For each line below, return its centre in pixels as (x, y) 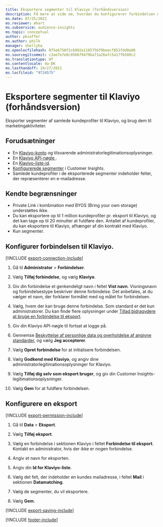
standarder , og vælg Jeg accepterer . (49, 340)
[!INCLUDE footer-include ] (32, 520)
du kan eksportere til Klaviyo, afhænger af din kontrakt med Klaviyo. (80, 226)
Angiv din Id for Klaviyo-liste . (42, 468)
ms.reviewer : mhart (25, 23)
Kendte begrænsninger (41, 194)
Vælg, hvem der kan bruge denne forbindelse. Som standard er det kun (83, 306)
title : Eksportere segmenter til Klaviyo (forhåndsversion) (67, 9)
